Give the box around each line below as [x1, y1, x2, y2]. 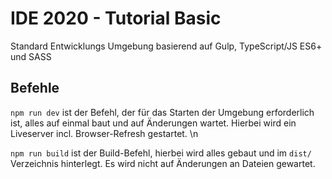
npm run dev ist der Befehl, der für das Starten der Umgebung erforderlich [10, 106, 315, 118]
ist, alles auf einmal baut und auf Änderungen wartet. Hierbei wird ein [10, 117, 297, 129]
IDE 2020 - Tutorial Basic [10, 7, 222, 30]
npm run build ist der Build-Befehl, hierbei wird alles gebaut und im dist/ [10, 147, 312, 159]
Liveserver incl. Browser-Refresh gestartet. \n [10, 127, 199, 139]
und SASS [10, 50, 52, 62]
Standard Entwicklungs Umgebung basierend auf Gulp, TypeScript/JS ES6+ [10, 40, 323, 52]
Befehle [10, 80, 60, 97]
